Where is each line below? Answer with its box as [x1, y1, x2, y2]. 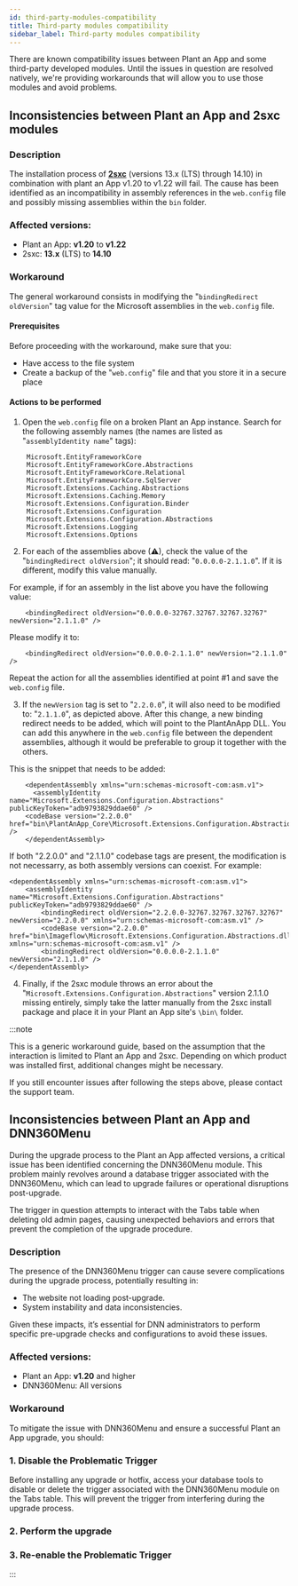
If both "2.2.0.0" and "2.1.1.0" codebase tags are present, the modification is [9, 851, 286, 861]
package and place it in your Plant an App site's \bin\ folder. [21, 1007, 244, 1018]
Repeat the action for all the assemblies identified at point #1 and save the [9, 672, 279, 684]
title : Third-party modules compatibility [9, 21, 169, 30]
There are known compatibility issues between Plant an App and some [9, 54, 267, 65]
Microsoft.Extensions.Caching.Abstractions [26, 484, 190, 493]
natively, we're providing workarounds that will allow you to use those [9, 73, 263, 83]
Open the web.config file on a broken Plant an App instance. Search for [21, 416, 282, 427]
